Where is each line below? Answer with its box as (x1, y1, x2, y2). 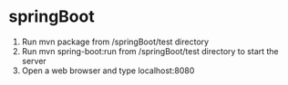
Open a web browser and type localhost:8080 (21, 65, 195, 76)
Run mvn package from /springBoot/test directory (21, 36, 210, 47)
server (21, 55, 46, 66)
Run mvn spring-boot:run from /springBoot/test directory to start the (21, 45, 279, 56)
